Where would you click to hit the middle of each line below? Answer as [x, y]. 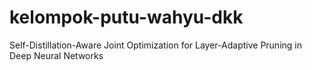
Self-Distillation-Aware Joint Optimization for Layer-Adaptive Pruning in [155, 45]
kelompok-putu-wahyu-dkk [126, 17]
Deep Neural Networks [56, 55]
